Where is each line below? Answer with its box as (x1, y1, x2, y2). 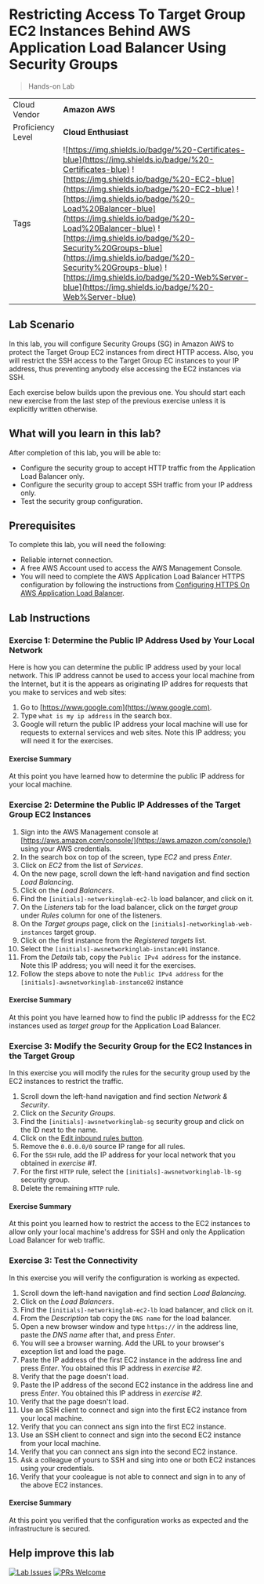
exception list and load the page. (20, 1346, 126, 1356)
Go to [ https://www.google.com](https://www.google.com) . (20, 703, 212, 712)
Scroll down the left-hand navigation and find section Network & (20, 1092, 228, 1101)
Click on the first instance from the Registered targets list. (20, 936, 207, 945)
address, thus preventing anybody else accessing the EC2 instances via (9, 363, 241, 374)
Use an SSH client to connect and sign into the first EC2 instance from (20, 1405, 248, 1414)
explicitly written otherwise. (9, 404, 98, 414)
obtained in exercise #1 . (20, 1159, 97, 1168)
